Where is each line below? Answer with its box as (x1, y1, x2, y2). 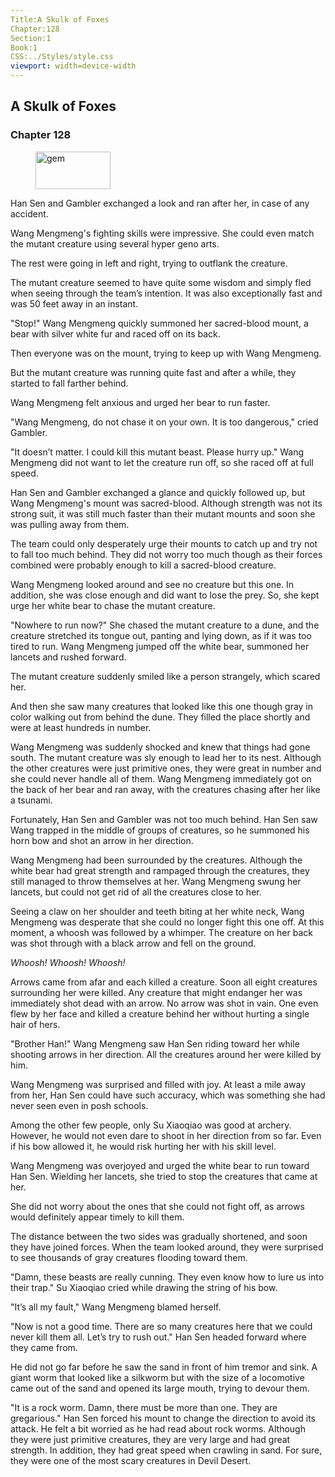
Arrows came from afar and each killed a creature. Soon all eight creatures (10, 976, 318, 988)
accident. (10, 207, 49, 220)
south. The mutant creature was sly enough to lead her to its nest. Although (10, 751, 322, 763)
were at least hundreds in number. (10, 721, 152, 733)
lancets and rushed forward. (10, 651, 127, 663)
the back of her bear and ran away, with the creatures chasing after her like (10, 783, 321, 795)
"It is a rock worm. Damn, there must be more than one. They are (10, 1401, 278, 1413)
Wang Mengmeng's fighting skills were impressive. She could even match (10, 227, 315, 239)
